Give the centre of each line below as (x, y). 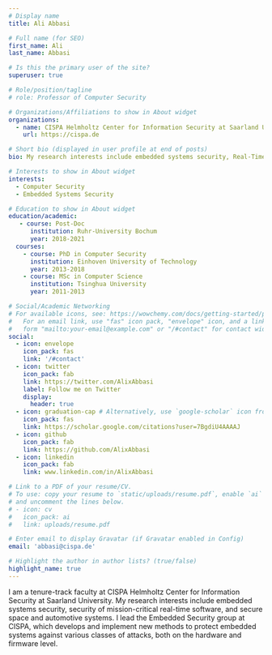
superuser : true (36, 75)
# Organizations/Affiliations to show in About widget (103, 112)
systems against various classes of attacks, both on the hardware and (125, 635)
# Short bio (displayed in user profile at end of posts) (108, 150)
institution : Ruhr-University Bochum (93, 232)
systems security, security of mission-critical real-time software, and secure (136, 609)
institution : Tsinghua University (88, 285)
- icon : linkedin (45, 457)
